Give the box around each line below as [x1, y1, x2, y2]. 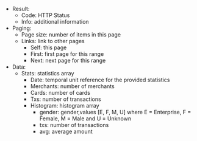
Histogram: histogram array [30, 102, 99, 109]
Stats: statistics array [21, 70, 74, 77]
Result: [12, 5, 30, 12]
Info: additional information [21, 18, 90, 25]
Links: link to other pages [21, 38, 85, 44]
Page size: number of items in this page [21, 31, 121, 38]
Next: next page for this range [30, 57, 106, 64]
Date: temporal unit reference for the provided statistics [30, 76, 170, 83]
